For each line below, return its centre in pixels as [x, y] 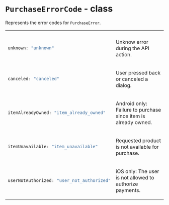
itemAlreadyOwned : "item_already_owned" [57, 113]
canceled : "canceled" [33, 79]
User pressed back [138, 72]
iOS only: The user [137, 171]
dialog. [123, 85]
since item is [130, 116]
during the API [133, 48]
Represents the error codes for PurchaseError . [53, 23]
